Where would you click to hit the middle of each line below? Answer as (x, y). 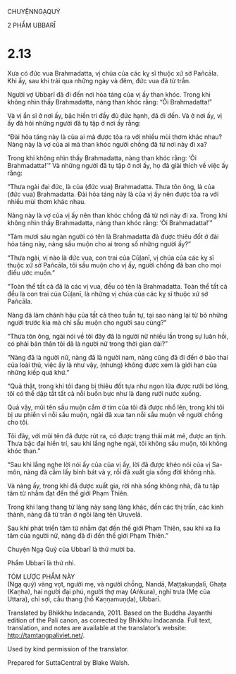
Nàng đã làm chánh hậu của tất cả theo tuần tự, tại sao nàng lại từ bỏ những (117, 315)
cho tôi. (18, 422)
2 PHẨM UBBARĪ (32, 25)
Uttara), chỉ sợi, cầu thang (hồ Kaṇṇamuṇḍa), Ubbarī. (84, 599)
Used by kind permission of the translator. (68, 649)
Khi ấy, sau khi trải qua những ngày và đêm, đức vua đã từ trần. (99, 80)
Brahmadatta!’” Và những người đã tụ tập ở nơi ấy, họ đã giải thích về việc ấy (118, 165)
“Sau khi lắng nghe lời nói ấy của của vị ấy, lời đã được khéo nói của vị (109, 464)
